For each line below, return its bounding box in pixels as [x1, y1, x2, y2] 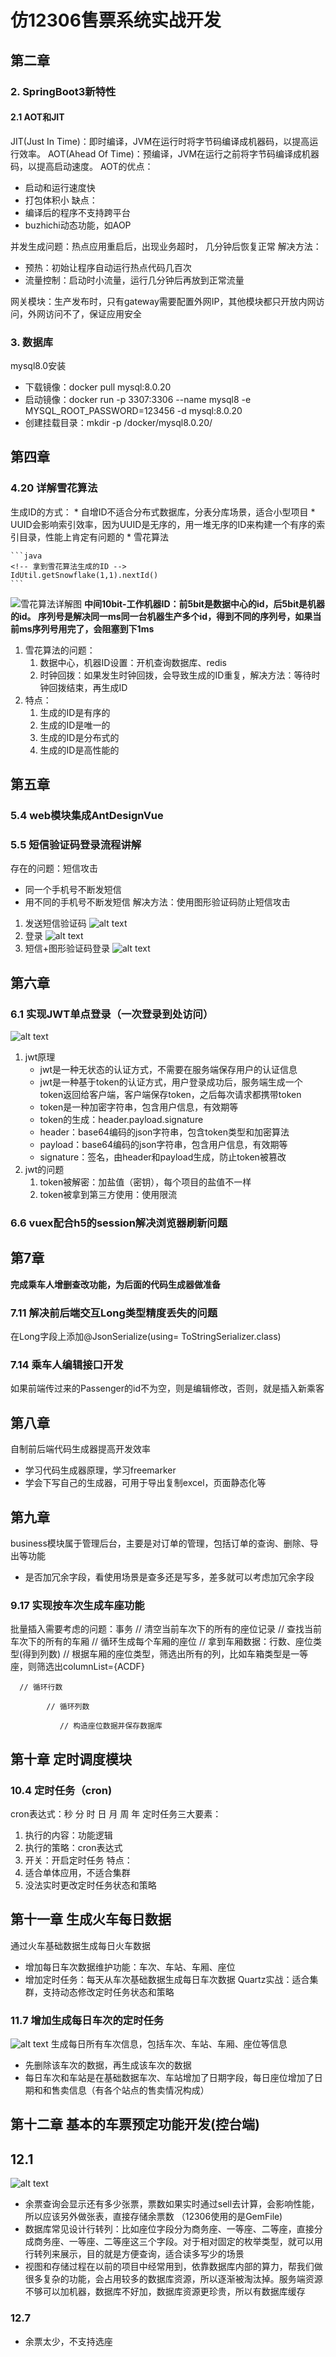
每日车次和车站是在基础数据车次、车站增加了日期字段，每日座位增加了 [24, 2072, 315, 2084]
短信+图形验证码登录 [24, 942, 111, 955]
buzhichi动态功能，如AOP [24, 219, 132, 231]
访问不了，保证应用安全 [44, 307, 142, 320]
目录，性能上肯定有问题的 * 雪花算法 [18, 531, 169, 543]
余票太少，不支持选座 [24, 2335, 113, 2347]
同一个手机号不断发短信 [24, 884, 122, 896]
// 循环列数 [46, 1702, 90, 1712]
